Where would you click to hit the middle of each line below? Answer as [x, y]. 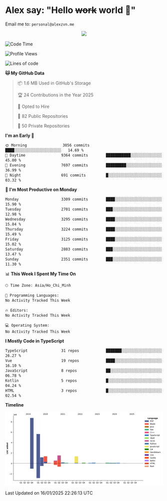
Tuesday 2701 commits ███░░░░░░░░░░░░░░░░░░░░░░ [84, 209]
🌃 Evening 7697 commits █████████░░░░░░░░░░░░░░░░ [84, 165]
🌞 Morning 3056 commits [47, 145]
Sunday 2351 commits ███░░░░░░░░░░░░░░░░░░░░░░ [84, 259]
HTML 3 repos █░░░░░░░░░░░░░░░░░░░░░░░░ [84, 391]
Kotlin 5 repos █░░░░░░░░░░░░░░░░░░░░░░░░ [84, 381]
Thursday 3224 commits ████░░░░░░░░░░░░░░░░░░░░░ [84, 229]
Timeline [14, 405]
